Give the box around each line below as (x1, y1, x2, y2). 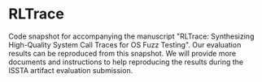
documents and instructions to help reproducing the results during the (8, 57, 244, 67)
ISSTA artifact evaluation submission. (8, 65, 133, 75)
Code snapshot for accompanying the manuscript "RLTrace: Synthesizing (8, 31, 255, 41)
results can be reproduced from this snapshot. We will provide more (8, 48, 237, 58)
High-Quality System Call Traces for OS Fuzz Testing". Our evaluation (8, 39, 242, 49)
